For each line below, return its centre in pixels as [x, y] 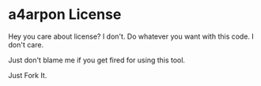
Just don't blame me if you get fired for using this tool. [97, 60]
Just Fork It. [28, 75]
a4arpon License [65, 15]
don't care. [26, 44]
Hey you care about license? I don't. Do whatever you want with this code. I [131, 36]
